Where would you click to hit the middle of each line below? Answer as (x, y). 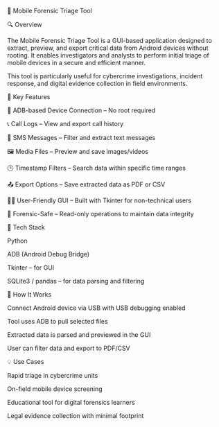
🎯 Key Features (29, 97)
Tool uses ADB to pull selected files (58, 321)
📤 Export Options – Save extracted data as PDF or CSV (86, 184)
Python (17, 241)
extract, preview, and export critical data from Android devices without (108, 48)
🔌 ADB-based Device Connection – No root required (81, 110)
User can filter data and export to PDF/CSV (69, 348)
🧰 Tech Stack (26, 227)
